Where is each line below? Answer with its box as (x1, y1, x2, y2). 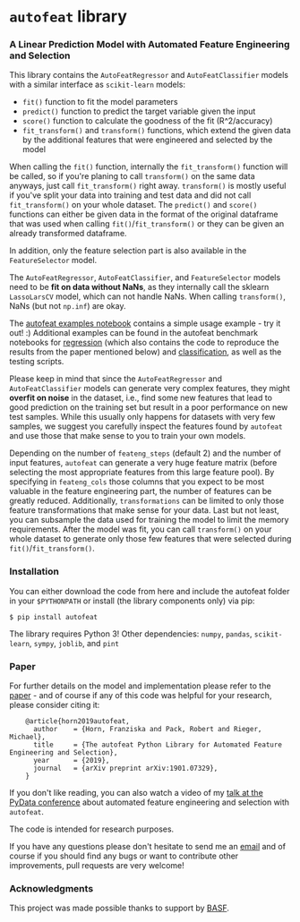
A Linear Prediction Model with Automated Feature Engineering (9, 38, 290, 51)
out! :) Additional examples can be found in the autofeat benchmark (9, 328, 259, 338)
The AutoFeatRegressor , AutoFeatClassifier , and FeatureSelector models (9, 272, 281, 283)
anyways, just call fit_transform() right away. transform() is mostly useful (9, 181, 287, 192)
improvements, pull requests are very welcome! (9, 860, 185, 871)
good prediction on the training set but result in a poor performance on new (9, 402, 288, 413)
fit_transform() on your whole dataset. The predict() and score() (9, 200, 258, 210)
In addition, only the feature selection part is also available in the (9, 245, 247, 256)
